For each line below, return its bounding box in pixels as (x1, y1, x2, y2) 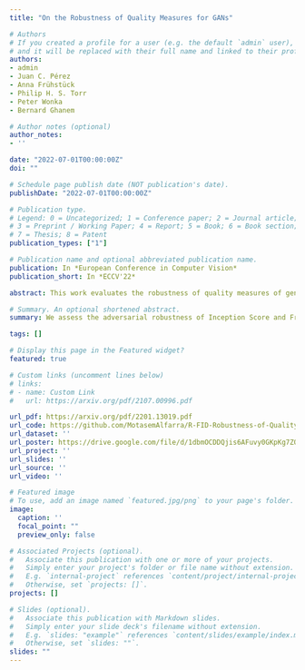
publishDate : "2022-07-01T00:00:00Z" (9, 188, 152, 198)
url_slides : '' (9, 455, 67, 464)
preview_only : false (17, 530, 95, 539)
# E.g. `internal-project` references (9, 572, 165, 581)
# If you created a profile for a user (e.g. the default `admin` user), (9, 38, 295, 47)
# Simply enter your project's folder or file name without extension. (9, 564, 295, 573)
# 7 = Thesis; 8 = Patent (9, 231, 107, 240)
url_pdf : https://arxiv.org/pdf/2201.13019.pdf (9, 412, 193, 422)
